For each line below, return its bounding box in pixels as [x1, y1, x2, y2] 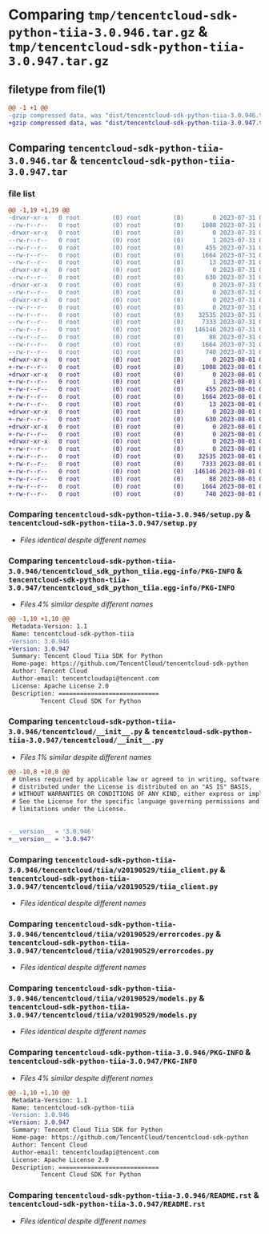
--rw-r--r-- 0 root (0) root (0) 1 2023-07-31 [8, 236, 256, 244]
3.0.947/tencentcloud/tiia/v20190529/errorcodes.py [8, 946, 215, 956]
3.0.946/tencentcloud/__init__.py [8, 728, 143, 737]
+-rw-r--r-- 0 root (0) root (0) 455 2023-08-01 [8, 385, 256, 394]
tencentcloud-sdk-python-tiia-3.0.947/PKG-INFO [8, 1057, 198, 1066]
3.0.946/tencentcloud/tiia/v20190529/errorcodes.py [8, 929, 215, 939]
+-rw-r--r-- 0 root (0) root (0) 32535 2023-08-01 [8, 453, 256, 461]
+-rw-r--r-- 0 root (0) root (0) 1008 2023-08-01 [8, 363, 256, 371]
